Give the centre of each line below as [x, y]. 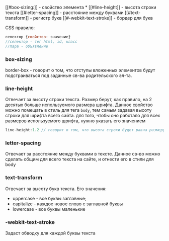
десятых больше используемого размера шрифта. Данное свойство [79, 105]
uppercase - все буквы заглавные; [49, 198]
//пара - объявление [27, 46]
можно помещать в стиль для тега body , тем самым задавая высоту [78, 110]
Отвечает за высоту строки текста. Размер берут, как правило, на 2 [78, 100]
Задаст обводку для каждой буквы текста [50, 233]
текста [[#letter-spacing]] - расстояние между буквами [65, 13]
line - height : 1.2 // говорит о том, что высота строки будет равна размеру [85, 130]
